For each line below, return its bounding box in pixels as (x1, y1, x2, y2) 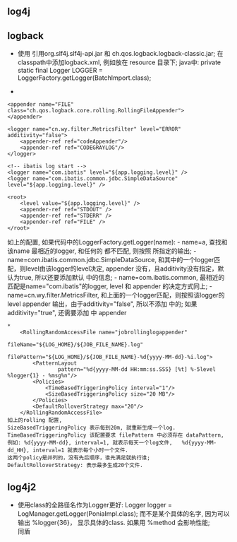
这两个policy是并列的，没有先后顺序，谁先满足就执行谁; (7, 454, 150, 461)
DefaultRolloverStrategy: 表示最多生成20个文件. (7, 462, 143, 469)
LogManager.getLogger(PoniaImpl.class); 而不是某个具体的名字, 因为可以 (17, 509, 230, 518)
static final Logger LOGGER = (17, 66, 104, 75)
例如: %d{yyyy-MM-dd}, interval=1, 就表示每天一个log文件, (7, 440, 173, 447)
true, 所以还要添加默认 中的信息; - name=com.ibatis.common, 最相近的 (19, 273, 225, 282)
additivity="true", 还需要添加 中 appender (7, 309, 127, 317)
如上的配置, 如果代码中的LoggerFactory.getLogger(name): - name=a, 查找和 (7, 238, 228, 247)
